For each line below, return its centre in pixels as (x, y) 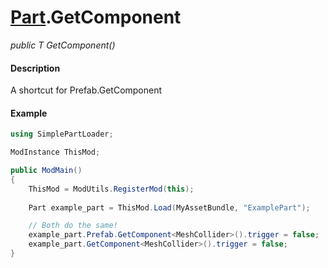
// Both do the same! (73, 226)
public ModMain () (46, 171)
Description (35, 68)
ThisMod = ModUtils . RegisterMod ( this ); (111, 189)
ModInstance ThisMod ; (55, 152)
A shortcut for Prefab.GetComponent (86, 90)
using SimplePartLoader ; (62, 134)
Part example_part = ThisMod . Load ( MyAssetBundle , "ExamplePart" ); (169, 207)
